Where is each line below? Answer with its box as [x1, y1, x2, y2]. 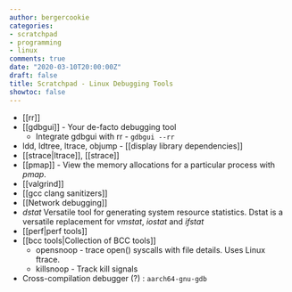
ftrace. [35, 254, 61, 264]
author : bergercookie [9, 12, 90, 22]
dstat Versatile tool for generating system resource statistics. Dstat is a [21, 207, 283, 217]
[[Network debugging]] [21, 197, 108, 207]
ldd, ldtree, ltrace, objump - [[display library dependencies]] [21, 140, 244, 151]
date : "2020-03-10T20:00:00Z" [9, 63, 122, 72]
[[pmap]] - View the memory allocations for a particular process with [21, 159, 275, 170]
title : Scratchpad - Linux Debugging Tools [9, 79, 174, 88]
